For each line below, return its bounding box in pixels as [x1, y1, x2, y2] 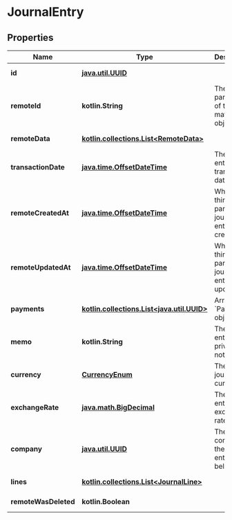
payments [10, 304, 45, 313]
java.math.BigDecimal [81, 402, 155, 412]
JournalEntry [7, 4, 84, 20]
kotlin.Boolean [81, 497, 130, 506]
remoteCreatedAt [10, 208, 69, 218]
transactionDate [10, 162, 66, 171]
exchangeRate [10, 402, 59, 412]
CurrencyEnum [81, 370, 133, 379]
